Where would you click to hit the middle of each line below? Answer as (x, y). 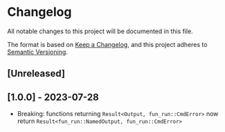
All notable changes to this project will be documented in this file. (100, 31)
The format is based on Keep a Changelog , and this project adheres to (107, 44)
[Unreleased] (36, 74)
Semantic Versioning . (37, 52)
